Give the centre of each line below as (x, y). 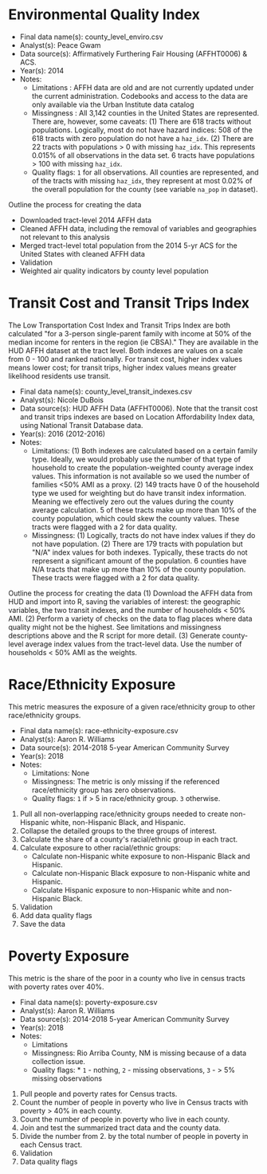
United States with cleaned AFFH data (82, 253)
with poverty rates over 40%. (57, 987)
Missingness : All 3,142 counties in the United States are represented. (145, 112)
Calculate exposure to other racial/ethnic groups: (100, 847)
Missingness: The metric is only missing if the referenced (126, 781)
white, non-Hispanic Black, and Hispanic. (118, 822)
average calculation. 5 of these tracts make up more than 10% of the (144, 510)
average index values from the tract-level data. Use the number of (133, 644)
